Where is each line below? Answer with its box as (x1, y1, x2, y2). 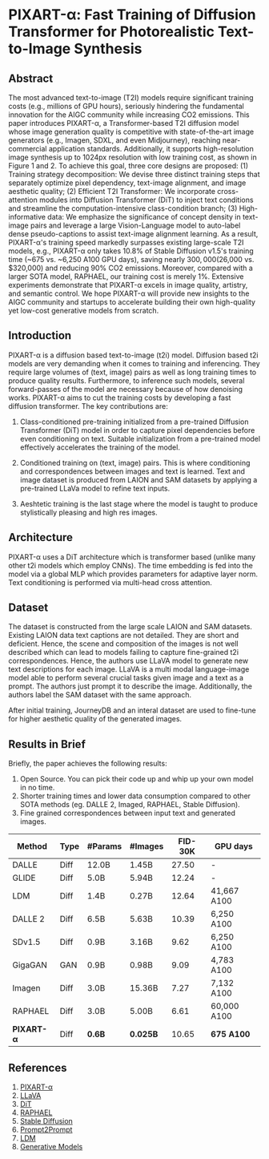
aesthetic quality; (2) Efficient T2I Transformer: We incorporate (8, 187, 216, 196)
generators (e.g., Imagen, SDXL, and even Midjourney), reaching (8, 135, 221, 145)
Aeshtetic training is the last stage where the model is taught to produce (19, 499, 259, 508)
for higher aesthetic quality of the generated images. (8, 714, 183, 724)
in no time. (19, 783, 55, 793)
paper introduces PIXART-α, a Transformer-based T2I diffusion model (8, 119, 239, 127)
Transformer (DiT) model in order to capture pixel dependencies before (19, 425, 255, 434)
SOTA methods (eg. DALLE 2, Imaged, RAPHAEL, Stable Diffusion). (19, 800, 240, 810)
